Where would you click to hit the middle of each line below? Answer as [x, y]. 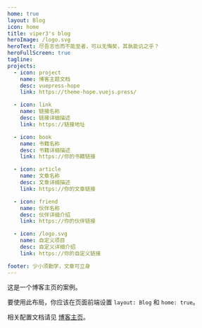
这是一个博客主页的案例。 [44, 287]
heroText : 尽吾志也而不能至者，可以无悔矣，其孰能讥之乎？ [83, 46]
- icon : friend [36, 202]
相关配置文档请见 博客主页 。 [48, 317]
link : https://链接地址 [53, 124]
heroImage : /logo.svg [39, 40]
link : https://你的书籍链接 [58, 157]
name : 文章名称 [40, 176]
